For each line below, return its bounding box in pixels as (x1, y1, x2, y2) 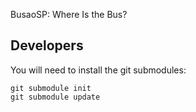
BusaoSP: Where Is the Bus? (10, 9, 128, 20)
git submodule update (10, 92, 101, 102)
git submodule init (10, 83, 92, 93)
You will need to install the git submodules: (10, 64, 187, 76)
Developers (10, 37, 84, 54)
